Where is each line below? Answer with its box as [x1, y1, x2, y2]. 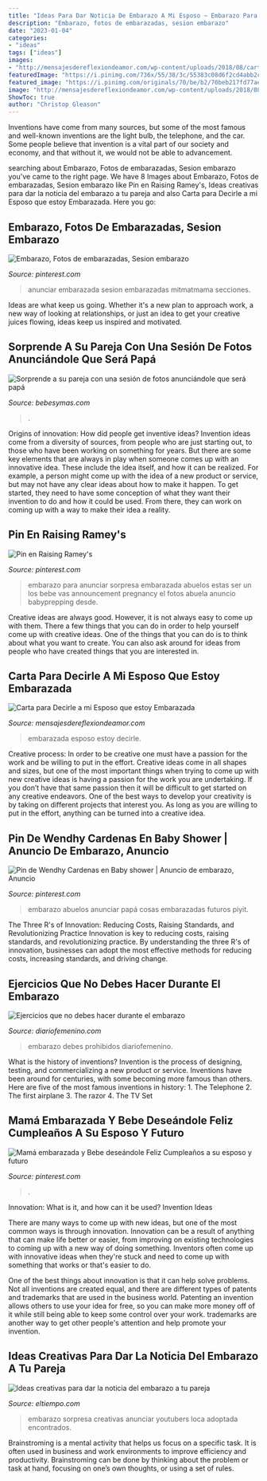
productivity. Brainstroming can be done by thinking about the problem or [8, 1455, 249, 1464]
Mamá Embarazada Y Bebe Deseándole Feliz [8, 1114, 234, 1128]
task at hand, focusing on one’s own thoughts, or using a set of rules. [8, 1463, 234, 1473]
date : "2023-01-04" [8, 26, 73, 34]
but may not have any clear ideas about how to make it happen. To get [8, 479, 238, 489]
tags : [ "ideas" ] [8, 49, 62, 57]
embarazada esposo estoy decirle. [27, 734, 141, 744]
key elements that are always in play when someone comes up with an [8, 454, 239, 463]
